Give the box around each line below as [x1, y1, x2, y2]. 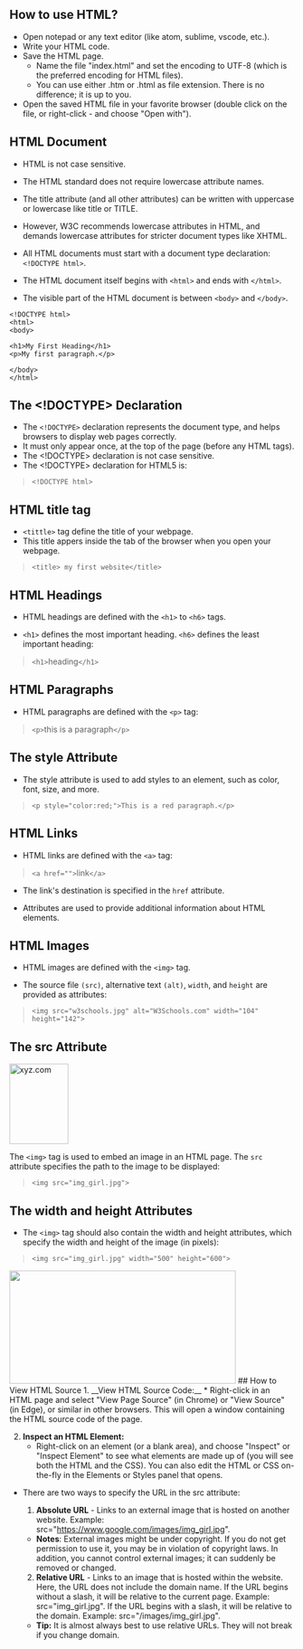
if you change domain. [35, 1629, 120, 1640]
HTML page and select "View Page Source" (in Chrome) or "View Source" [9, 1394, 285, 1405]
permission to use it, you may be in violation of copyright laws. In [35, 1542, 279, 1554]
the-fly [35, 1469, 62, 1480]
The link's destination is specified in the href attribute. [22, 885, 225, 896]
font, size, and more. [22, 783, 99, 794]
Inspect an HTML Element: [22, 1431, 125, 1442]
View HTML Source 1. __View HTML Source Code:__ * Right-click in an [9, 1384, 270, 1396]
